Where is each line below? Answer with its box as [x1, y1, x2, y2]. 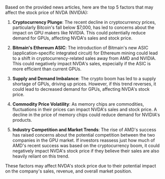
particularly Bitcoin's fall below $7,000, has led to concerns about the [12, 24, 155, 30]
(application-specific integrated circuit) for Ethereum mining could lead [12, 50, 158, 56]
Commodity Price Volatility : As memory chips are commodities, [12, 101, 144, 107]
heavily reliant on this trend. [12, 153, 70, 159]
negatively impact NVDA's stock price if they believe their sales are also [12, 148, 160, 154]
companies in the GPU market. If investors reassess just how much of [12, 137, 155, 143]
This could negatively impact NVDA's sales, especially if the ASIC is [12, 61, 151, 66]
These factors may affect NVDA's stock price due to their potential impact [5, 163, 157, 169]
